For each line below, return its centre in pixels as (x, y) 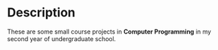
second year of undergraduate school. (62, 38)
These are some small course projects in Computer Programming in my (109, 32)
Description (41, 13)
